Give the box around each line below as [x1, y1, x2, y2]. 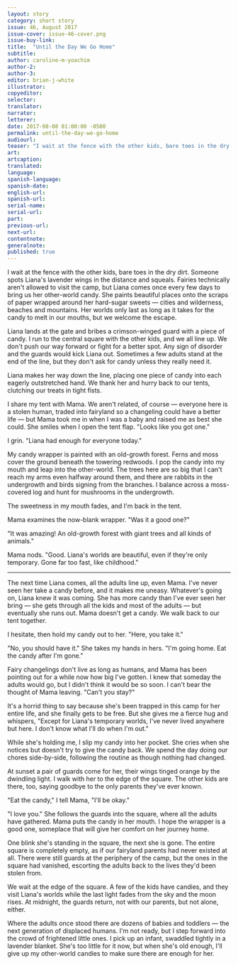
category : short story [7, 17, 74, 24]
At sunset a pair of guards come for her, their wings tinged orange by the [7, 767, 220, 776]
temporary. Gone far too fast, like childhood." [7, 558, 139, 567]
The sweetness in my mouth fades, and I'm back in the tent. [7, 502, 182, 511]
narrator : [7, 110, 37, 117]
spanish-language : [7, 176, 62, 183]
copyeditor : [7, 90, 42, 97]
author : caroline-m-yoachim [7, 57, 91, 64]
